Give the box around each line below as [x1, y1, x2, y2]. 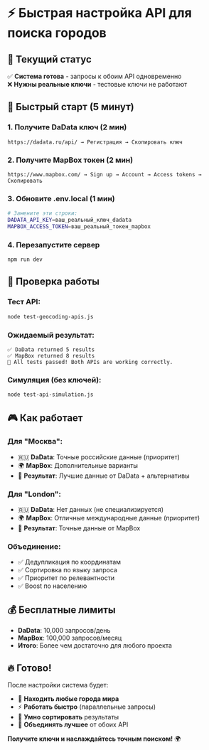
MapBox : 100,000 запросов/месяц [17, 633, 122, 643]
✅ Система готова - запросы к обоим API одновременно [7, 72, 182, 80]
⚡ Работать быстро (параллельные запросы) [17, 702, 156, 711]
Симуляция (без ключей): [7, 375, 102, 385]
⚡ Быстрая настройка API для [7, 5, 192, 21]
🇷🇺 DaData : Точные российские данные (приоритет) [17, 452, 180, 461]
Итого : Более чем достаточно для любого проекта [17, 641, 173, 650]
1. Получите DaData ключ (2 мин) [7, 122, 127, 132]
